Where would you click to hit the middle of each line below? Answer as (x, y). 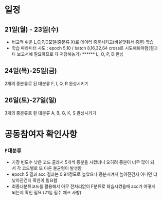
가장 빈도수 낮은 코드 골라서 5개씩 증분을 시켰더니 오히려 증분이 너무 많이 (80, 162)
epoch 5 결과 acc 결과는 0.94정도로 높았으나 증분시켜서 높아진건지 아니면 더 (84, 174)
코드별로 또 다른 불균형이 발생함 (52, 168)
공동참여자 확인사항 (41, 134)
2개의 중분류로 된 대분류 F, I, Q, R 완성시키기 (46, 83)
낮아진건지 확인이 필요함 (35, 181)
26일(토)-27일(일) (31, 100)
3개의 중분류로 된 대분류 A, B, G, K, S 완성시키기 (51, 113)
